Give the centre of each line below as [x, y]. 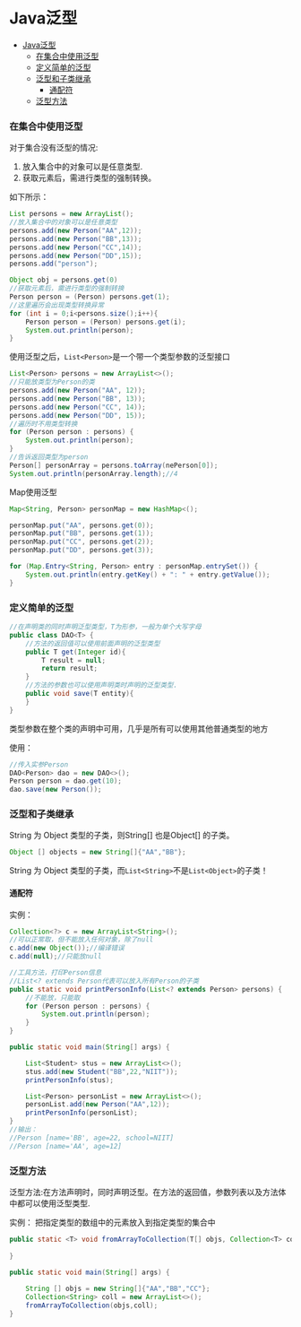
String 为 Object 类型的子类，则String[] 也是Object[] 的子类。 [122, 836]
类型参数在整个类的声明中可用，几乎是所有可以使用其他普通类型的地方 [139, 728]
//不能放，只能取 [53, 997]
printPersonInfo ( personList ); [82, 1113]
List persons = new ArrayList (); [72, 214]
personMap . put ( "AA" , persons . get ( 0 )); [82, 525]
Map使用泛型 [34, 492]
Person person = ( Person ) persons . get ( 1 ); [90, 297]
